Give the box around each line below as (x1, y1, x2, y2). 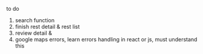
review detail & (15, 29, 53, 37)
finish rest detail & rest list (15, 23, 80, 30)
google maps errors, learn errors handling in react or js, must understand (15, 36, 198, 43)
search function (15, 17, 55, 23)
